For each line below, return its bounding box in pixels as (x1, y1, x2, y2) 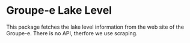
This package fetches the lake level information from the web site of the (6, 23, 185, 30)
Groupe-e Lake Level (6, 4, 112, 17)
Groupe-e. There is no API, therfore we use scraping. (6, 29, 138, 36)
